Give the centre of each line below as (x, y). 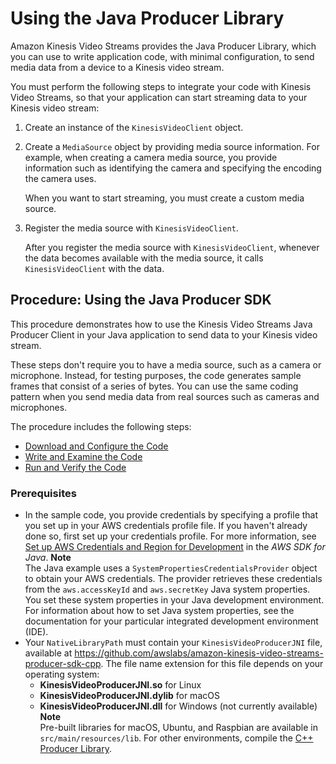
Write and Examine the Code (83, 456)
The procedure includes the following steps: (101, 426)
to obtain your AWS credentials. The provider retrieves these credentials (173, 579)
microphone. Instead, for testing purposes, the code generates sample (156, 375)
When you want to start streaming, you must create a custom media (164, 198)
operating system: (62, 674)
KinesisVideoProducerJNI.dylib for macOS (129, 696)
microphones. (39, 407)
